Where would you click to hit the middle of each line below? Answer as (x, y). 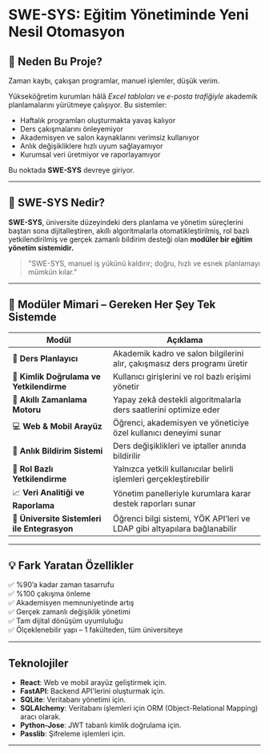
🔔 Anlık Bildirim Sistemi (58, 450)
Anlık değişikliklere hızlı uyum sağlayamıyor (91, 146)
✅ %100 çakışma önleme (49, 594)
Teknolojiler (38, 663)
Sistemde (33, 318)
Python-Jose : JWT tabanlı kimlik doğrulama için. (100, 725)
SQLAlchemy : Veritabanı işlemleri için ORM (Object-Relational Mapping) (139, 708)
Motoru (27, 410)
